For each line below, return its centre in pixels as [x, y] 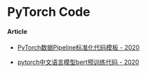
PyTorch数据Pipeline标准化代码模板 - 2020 [78, 48]
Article [17, 31]
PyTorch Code [49, 12]
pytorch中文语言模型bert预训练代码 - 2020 [78, 62]
